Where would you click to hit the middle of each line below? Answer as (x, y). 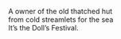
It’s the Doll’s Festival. (43, 28)
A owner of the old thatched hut (60, 11)
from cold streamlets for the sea (61, 19)
